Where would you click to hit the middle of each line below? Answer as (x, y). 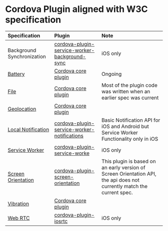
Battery (16, 74)
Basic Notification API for (131, 120)
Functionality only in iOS (130, 139)
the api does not (121, 180)
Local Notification (28, 129)
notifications (69, 136)
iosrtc (61, 221)
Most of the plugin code (129, 85)
